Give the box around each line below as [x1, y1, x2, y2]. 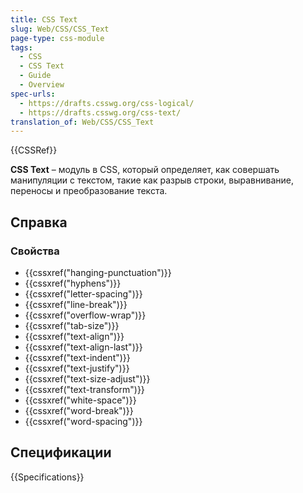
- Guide [19, 71, 52, 81]
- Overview [19, 80, 65, 90]
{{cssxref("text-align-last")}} [24, 341, 143, 353]
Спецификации [10, 444, 112, 461]
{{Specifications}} [10, 471, 85, 483]
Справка [10, 214, 68, 231]
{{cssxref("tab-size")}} [24, 319, 120, 331]
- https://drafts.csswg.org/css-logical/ [19, 98, 195, 108]
